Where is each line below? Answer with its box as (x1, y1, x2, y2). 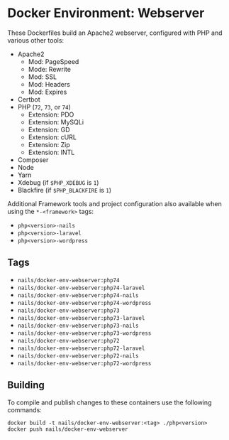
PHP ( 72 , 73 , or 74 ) (17, 102, 71, 111)
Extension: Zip (28, 140, 70, 149)
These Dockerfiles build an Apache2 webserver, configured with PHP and (7, 28, 223, 37)
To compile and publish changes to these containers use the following (7, 398, 212, 407)
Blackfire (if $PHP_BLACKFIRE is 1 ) (17, 186, 112, 194)
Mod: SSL (28, 73, 57, 81)
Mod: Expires (28, 87, 67, 96)
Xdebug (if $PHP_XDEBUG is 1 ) (17, 178, 99, 186)
